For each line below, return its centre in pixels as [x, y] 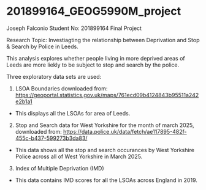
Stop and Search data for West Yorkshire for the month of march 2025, [105, 125]
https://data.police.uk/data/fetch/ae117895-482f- [125, 131]
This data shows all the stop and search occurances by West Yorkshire [105, 150]
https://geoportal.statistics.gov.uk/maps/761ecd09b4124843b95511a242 [107, 95]
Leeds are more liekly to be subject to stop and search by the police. [93, 65]
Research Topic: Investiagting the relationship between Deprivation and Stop [103, 40]
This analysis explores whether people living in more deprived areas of [96, 58]
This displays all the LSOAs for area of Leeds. [73, 113]
